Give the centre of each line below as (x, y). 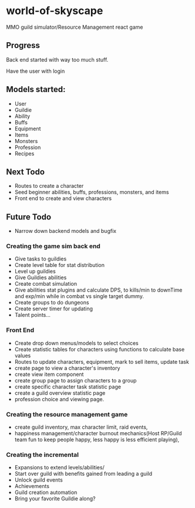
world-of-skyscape (55, 11)
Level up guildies (35, 272)
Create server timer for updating (53, 309)
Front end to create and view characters (63, 198)
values (23, 355)
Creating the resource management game (67, 414)
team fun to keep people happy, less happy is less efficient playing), (97, 440)
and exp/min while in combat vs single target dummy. (79, 296)
